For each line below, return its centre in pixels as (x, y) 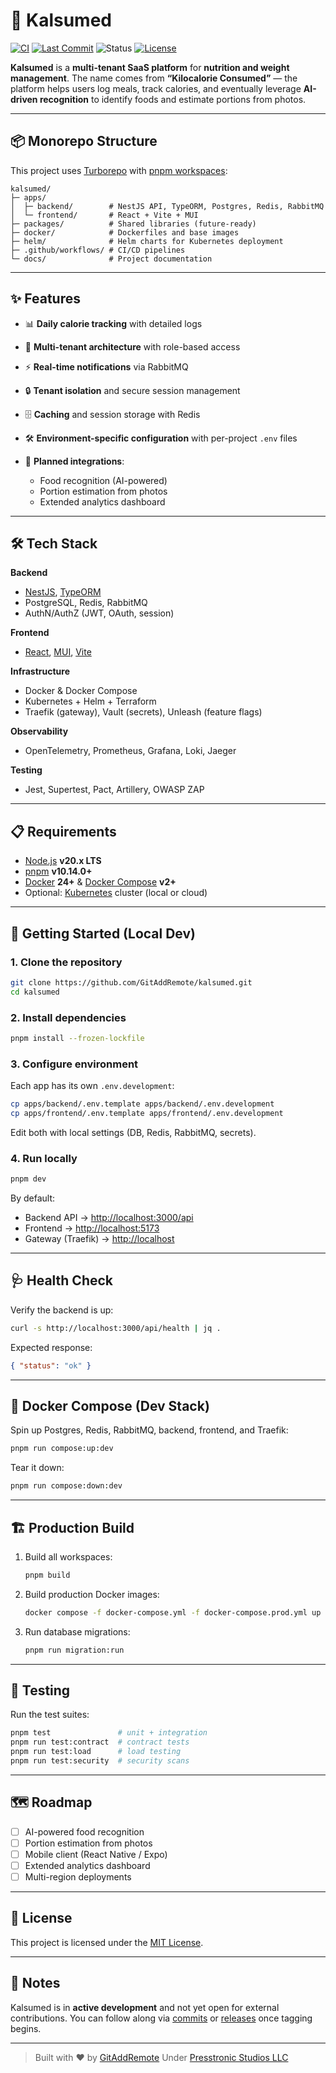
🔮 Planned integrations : (74, 461)
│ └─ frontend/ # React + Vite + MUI (104, 215)
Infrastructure (40, 671)
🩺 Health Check (62, 1280)
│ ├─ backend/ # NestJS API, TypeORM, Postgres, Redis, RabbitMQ (167, 206)
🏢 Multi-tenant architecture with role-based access (132, 346)
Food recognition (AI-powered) (103, 480)
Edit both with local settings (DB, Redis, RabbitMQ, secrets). (133, 1132)
